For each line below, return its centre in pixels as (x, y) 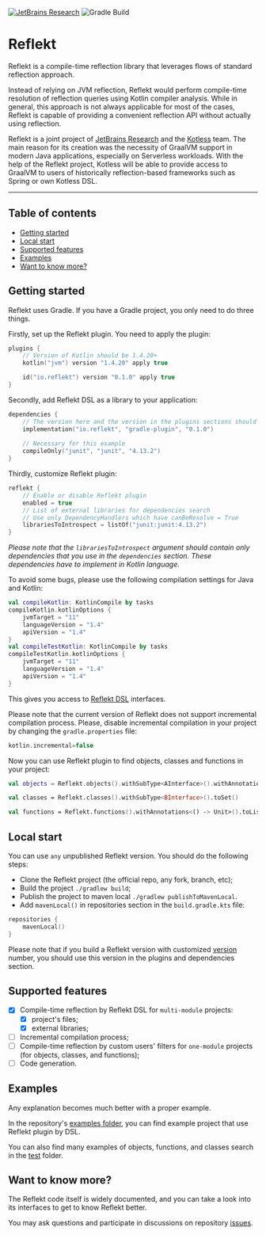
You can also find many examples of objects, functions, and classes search (131, 1147)
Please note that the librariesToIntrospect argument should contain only (129, 547)
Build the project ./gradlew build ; (75, 888)
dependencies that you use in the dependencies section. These (110, 556)
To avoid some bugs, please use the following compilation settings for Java (131, 580)
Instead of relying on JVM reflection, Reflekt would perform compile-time (127, 90)
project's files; (55, 1019)
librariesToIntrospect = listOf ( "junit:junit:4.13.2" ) (115, 525)
